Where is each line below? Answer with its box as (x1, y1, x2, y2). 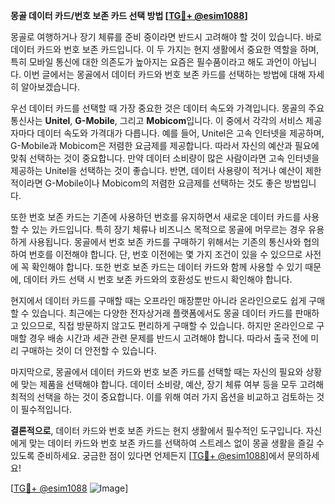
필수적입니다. (20, 404, 73, 415)
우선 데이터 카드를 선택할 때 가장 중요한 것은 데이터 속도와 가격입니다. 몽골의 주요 (10, 102, 325, 114)
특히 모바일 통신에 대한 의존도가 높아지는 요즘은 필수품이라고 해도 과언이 (10, 56, 291, 68)
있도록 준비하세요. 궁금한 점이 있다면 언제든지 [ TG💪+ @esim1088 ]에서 (10, 450, 285, 461)
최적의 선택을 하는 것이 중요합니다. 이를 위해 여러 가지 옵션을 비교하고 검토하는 (10, 391, 315, 403)
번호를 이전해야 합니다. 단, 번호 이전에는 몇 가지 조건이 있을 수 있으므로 (28, 249, 303, 260)
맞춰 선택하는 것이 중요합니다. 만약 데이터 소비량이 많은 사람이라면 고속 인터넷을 (10, 152, 320, 164)
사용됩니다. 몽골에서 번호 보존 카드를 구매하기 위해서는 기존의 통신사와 (28, 236, 302, 248)
